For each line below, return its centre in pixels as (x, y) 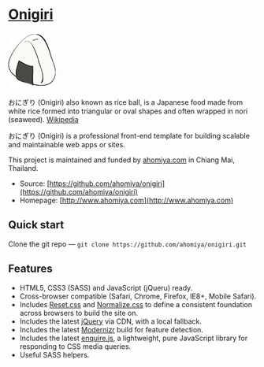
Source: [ (34, 183)
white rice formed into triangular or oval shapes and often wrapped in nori (128, 111)
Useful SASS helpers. (54, 354)
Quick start (36, 225)
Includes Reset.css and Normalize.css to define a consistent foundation (136, 304)
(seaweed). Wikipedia (43, 119)
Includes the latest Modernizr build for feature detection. (111, 329)
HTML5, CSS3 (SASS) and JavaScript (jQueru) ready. (106, 287)
